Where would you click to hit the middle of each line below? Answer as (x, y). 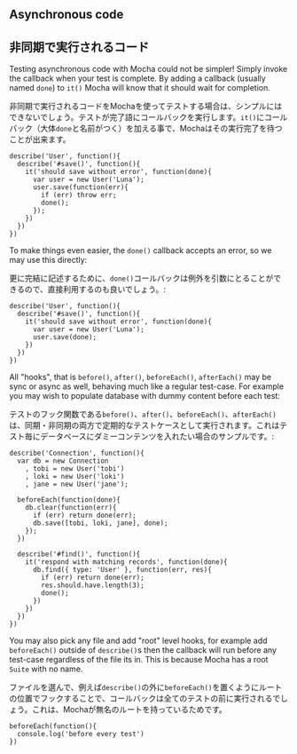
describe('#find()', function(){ (79, 554)
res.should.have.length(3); (93, 585)
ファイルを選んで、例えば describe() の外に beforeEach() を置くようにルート (146, 687)
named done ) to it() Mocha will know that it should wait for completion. (140, 88)
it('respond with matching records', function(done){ (126, 562)
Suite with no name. (46, 669)
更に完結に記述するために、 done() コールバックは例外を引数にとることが (141, 278)
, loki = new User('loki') (75, 477)
